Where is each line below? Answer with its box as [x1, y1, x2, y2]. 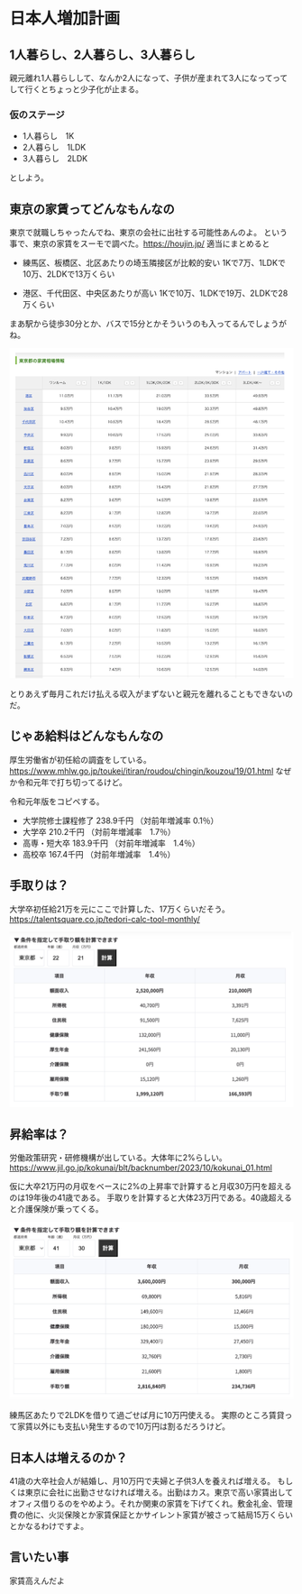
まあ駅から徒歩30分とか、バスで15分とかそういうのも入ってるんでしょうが [9, 318, 287, 329]
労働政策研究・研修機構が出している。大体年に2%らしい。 [9, 1152, 227, 1163]
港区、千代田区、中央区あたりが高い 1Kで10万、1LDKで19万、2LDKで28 [22, 288, 288, 298]
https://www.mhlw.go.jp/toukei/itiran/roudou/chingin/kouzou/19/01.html [9, 765, 274, 776]
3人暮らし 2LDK [22, 153, 88, 164]
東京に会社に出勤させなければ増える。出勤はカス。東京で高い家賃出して [24, 1487, 294, 1498]
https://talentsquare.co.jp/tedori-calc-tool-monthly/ [9, 913, 201, 924]
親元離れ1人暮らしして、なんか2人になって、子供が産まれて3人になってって [9, 73, 288, 83]
